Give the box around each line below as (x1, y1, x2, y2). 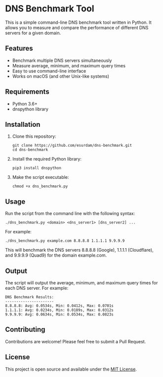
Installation (5, 120, 41, 129)
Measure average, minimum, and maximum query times (12, 62, 126, 68)
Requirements (5, 88, 49, 96)
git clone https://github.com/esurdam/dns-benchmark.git (12, 143, 132, 148)
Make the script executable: (12, 174, 69, 180)
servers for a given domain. (5, 30, 61, 36)
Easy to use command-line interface (12, 68, 86, 74)
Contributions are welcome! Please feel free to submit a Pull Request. (5, 338, 146, 344)
